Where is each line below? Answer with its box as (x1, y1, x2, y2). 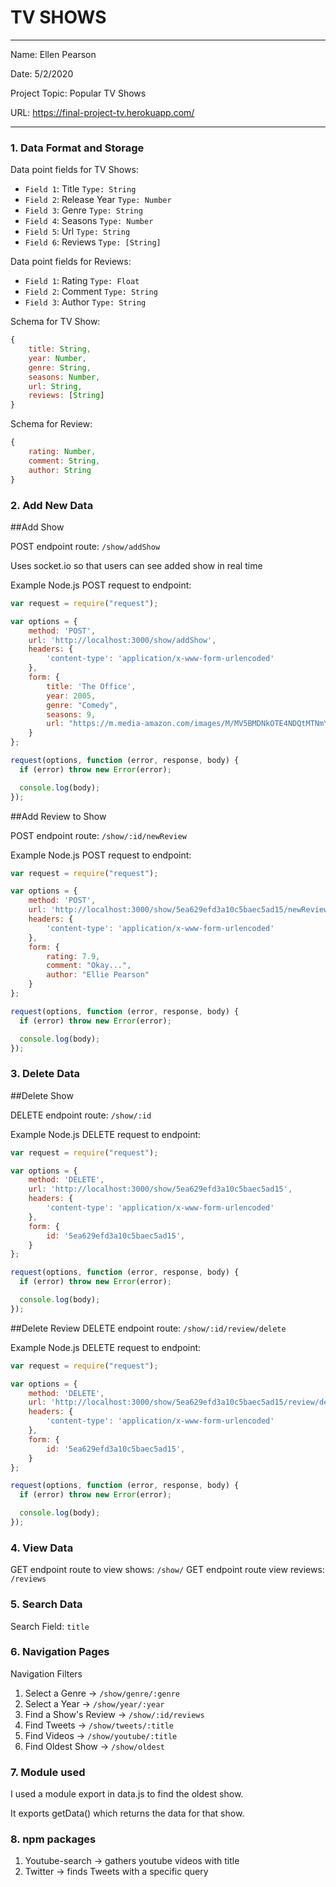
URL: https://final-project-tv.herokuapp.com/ (10, 106, 195, 118)
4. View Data (10, 1541, 74, 1555)
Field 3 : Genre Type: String (24, 204, 143, 216)
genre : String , (28, 362, 92, 373)
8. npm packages (10, 1832, 97, 1846)
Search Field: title (10, 1620, 90, 1632)
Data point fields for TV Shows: (10, 164, 139, 176)
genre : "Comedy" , (46, 700, 118, 710)
